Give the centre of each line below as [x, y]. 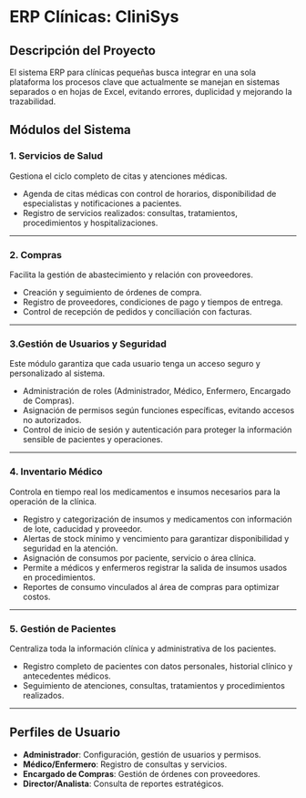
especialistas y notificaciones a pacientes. [102, 203]
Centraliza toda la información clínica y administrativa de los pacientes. [143, 648]
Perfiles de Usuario [65, 733]
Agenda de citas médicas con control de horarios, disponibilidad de [149, 193]
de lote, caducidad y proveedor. [82, 529]
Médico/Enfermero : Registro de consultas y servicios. [125, 764]
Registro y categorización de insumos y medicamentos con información [157, 519]
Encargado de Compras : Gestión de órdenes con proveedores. [142, 773]
